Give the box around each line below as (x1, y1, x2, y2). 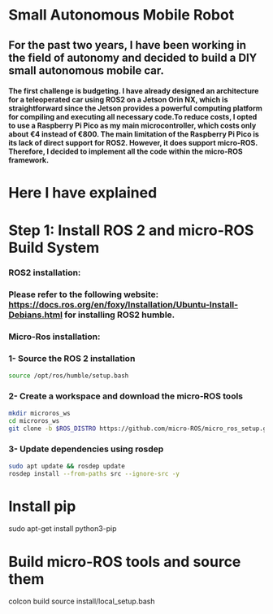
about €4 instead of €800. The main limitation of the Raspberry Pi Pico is (8, 129, 260, 139)
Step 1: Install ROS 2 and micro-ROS (8, 221, 254, 239)
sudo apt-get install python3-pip (8, 524, 117, 533)
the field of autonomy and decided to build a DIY (8, 50, 258, 64)
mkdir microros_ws (8, 409, 71, 417)
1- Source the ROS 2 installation (8, 353, 136, 364)
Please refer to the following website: (8, 289, 159, 300)
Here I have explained (8, 184, 158, 202)
